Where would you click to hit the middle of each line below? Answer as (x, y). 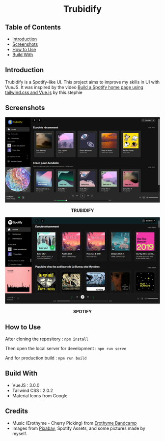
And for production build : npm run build (46, 358)
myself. (20, 433)
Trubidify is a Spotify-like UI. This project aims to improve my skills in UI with (82, 82)
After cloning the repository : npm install (47, 339)
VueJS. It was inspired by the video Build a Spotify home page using (74, 87)
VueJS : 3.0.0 (26, 385)
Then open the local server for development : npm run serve (66, 349)
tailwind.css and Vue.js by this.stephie (44, 92)
